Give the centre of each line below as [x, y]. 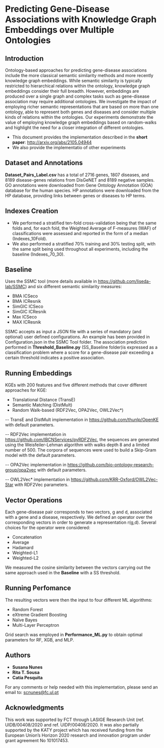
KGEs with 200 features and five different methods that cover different [76, 385]
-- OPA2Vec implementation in [36, 465]
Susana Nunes [27, 667]
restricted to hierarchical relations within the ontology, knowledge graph [78, 86]
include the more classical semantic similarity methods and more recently [79, 75]
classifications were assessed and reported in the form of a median [80, 233]
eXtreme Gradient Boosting [39, 614]
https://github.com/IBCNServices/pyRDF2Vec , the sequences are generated [82, 440]
